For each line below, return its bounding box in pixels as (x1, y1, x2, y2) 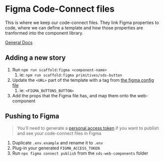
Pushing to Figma (5, 112, 60, 120)
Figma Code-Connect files (5, 3, 115, 15)
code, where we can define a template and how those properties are (5, 24, 143, 30)
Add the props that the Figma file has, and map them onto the (12, 92, 137, 98)
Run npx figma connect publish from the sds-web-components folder (12, 150, 148, 156)
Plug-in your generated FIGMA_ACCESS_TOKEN (12, 145, 100, 151)
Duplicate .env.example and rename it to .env (12, 139, 103, 145)
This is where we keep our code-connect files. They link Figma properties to (5, 20, 159, 25)
